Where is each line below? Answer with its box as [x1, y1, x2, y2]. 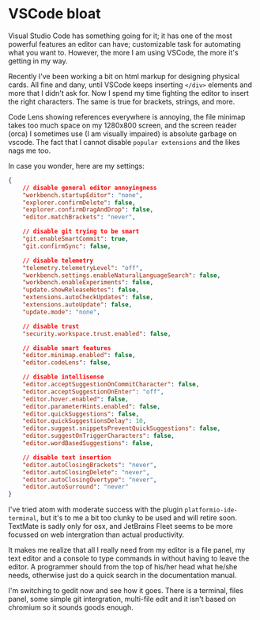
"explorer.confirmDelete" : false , [22, 199, 136, 207]
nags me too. [8, 146, 51, 155]
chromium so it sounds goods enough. [8, 603, 134, 612]
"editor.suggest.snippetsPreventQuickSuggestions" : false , [22, 424, 221, 432]
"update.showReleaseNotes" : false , [22, 286, 140, 294]
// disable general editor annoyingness [22, 184, 157, 192]
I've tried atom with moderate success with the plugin [8, 504, 183, 515]
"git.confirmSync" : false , [22, 242, 111, 250]
